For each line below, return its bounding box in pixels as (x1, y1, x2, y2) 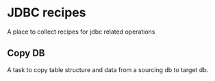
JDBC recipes (7, 5, 86, 21)
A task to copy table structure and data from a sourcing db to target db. (7, 65, 209, 73)
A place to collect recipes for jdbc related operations (7, 27, 155, 36)
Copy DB (7, 47, 45, 59)
